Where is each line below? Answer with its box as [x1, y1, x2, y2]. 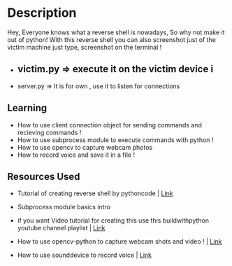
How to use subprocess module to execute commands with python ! [17, 135, 214, 144]
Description [7, 5, 77, 21]
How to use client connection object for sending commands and [17, 120, 203, 129]
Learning [7, 102, 48, 114]
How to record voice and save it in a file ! [17, 150, 135, 159]
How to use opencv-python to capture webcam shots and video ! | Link [17, 237, 222, 246]
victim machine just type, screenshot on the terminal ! [7, 43, 162, 51]
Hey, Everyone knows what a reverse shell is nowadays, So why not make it [7, 28, 225, 36]
